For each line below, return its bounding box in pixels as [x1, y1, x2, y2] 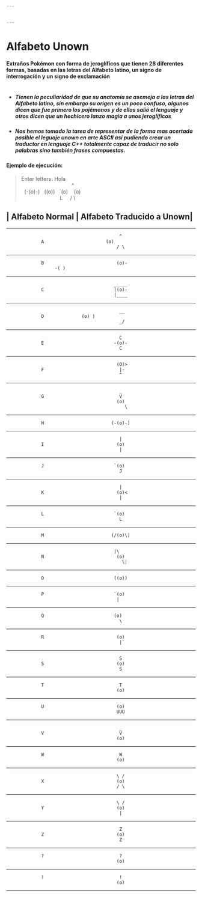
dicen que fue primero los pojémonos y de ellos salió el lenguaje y [14, 106, 183, 113]
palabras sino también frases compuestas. [14, 147, 126, 154]
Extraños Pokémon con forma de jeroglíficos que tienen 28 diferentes [6, 59, 183, 67]
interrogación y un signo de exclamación [6, 73, 110, 80]
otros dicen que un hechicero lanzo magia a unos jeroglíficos [14, 112, 171, 120]
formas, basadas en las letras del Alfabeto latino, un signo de [6, 66, 162, 73]
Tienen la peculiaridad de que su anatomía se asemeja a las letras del [14, 93, 194, 100]
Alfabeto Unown [6, 40, 89, 53]
